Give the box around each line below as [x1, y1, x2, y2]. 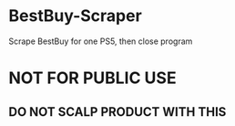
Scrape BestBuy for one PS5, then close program [8, 36, 193, 47]
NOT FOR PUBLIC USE [8, 68, 177, 89]
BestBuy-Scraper [8, 5, 142, 26]
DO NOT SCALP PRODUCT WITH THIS [8, 104, 227, 120]
